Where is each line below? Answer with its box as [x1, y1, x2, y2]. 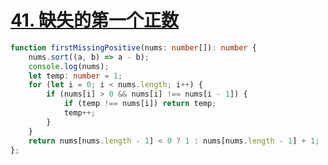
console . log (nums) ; [28, 61, 110, 71]
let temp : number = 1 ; [28, 71, 123, 81]
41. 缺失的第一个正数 [10, 9, 180, 32]
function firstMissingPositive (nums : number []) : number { [10, 42, 257, 53]
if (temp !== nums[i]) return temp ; [63, 99, 217, 109]
